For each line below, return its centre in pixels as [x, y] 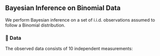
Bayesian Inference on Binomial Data [63, 8]
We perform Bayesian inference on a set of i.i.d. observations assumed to [80, 20]
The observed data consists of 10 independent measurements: [69, 49]
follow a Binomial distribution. [35, 25]
